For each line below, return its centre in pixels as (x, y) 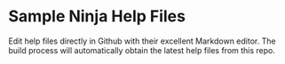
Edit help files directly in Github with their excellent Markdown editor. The (142, 41)
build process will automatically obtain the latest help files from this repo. (142, 50)
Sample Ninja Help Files (97, 16)
